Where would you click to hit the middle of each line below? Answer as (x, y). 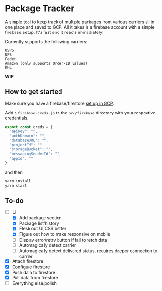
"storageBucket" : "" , (31, 149)
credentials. (17, 118)
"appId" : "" (22, 158)
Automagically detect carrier (48, 245)
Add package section (40, 218)
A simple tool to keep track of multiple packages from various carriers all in (80, 22)
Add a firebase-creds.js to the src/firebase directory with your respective (80, 113)
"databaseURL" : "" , (29, 140)
